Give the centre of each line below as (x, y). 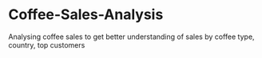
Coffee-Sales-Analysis (86, 15)
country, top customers (47, 44)
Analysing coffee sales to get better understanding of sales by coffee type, (131, 37)
